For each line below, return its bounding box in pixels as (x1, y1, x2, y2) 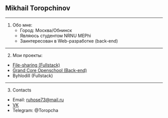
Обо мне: (12, 22, 32, 28)
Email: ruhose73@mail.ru (12, 96, 64, 102)
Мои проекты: (12, 52, 43, 58)
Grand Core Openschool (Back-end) (12, 67, 87, 73)
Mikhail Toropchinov (5, 4, 70, 12)
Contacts (12, 87, 31, 93)
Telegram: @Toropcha (12, 107, 58, 113)
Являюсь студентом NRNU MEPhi (19, 32, 91, 38)
